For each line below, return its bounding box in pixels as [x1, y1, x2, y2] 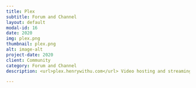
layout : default [6, 19, 45, 25]
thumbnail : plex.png [6, 41, 57, 47]
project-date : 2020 [6, 52, 54, 58]
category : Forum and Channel [6, 62, 77, 69]
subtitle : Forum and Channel [6, 14, 77, 20]
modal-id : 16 [6, 24, 38, 31]
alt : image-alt [6, 47, 43, 52]
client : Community [6, 57, 51, 63]
